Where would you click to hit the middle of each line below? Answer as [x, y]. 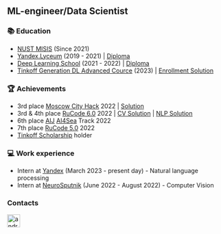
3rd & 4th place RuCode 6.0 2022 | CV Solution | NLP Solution [105, 113]
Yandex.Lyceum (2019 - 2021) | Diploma [73, 56]
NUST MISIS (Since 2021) [53, 49]
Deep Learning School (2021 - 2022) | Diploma [83, 63]
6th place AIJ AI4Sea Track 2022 [64, 120]
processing [33, 178]
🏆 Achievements [37, 88]
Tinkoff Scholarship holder [55, 135]
